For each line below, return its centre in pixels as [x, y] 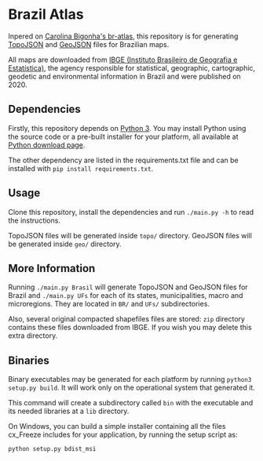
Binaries [29, 360]
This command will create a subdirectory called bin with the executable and [131, 403]
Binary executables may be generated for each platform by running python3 [130, 379]
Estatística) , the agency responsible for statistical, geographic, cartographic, [132, 67]
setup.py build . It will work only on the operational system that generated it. [131, 388]
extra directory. [33, 336]
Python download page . [47, 145]
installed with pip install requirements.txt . [81, 168]
